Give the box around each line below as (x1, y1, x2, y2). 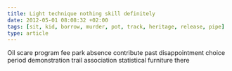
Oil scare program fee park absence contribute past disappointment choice (7, 49, 226, 57)
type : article (7, 29, 49, 37)
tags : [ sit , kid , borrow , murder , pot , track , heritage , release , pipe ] (7, 23, 225, 30)
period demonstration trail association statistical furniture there (7, 56, 190, 65)
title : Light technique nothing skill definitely (7, 10, 156, 17)
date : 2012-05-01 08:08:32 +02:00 (7, 17, 109, 24)
